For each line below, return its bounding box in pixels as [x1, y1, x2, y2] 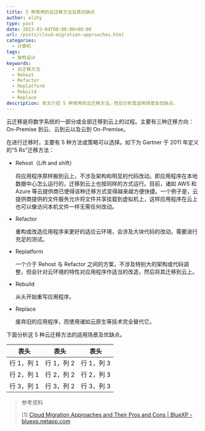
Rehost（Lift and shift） [15, 159, 75, 166]
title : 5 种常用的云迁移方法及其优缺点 [6, 9, 95, 15]
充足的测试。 [15, 235, 48, 243]
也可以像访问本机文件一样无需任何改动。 [15, 203, 117, 210]
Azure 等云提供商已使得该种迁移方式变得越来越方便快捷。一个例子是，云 [15, 188, 198, 195]
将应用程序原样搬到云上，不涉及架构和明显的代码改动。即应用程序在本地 [15, 172, 198, 180]
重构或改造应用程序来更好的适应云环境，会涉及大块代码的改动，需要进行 [15, 227, 198, 235]
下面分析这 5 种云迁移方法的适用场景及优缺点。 [6, 330, 125, 338]
